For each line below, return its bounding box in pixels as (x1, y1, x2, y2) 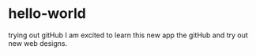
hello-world (8, 5, 87, 23)
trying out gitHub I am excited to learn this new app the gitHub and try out (8, 30, 249, 40)
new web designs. (8, 38, 68, 47)
